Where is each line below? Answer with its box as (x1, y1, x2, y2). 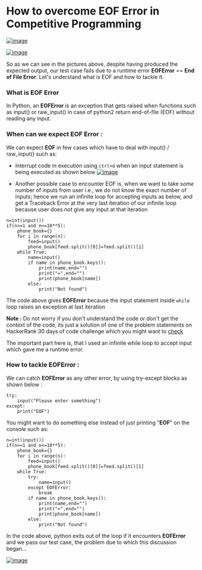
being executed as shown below (14, 168, 95, 176)
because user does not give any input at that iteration (14, 205, 148, 213)
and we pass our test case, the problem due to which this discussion (6, 539, 177, 546)
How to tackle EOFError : (6, 360, 80, 369)
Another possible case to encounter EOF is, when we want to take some (14, 180, 194, 187)
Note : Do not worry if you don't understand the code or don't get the (6, 315, 179, 322)
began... (6, 545, 27, 552)
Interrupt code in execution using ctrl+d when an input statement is (14, 162, 184, 169)
